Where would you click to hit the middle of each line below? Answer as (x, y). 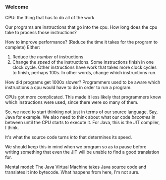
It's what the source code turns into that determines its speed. (69, 137)
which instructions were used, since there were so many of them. (72, 102)
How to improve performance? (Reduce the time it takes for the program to (82, 42)
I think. (12, 128)
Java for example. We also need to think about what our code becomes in (80, 117)
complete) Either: (23, 47)
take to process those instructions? (41, 33)
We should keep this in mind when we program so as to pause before (76, 147)
